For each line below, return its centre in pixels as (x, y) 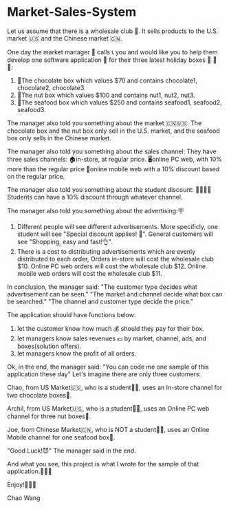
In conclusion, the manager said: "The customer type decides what (102, 287)
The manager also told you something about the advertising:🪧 (96, 210)
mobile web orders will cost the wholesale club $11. (90, 273)
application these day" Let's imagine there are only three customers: (104, 374)
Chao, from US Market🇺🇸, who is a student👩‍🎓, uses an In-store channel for (115, 387)
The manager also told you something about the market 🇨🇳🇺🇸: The (105, 123)
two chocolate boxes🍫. (40, 395)
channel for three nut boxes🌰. (49, 416)
